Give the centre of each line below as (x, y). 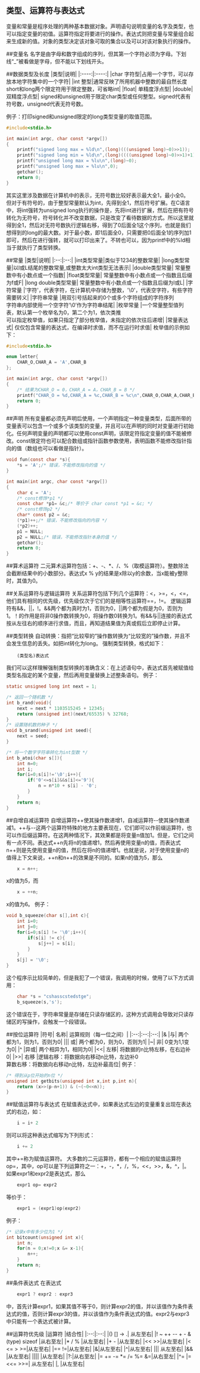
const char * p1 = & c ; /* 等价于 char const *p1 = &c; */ (85, 504)
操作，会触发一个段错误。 (58, 1021)
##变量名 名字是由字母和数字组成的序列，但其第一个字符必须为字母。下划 (96, 54)
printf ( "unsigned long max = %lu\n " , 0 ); (68, 167)
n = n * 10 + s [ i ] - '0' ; (67, 786)
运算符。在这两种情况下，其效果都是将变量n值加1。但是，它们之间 (113, 835)
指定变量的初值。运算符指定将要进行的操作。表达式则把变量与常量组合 (102, 33)
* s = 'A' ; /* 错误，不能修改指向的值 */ (61, 465)
